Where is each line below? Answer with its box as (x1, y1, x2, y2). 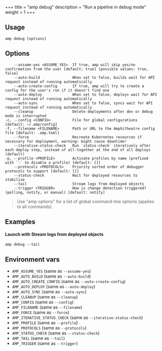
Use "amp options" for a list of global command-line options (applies (16, 198, 154, 204)
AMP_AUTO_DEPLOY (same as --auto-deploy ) (12, 284, 96, 290)
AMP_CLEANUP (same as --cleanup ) (12, 294, 78, 300)
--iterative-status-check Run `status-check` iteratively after (14, 143, 151, 148)
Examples (5, 218, 35, 226)
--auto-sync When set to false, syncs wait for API (14, 101, 153, 105)
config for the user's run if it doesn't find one (5, 88, 110, 93)
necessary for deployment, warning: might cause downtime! (5, 139, 127, 144)
